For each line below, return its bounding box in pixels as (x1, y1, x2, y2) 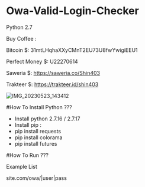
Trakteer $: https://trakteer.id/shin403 (6, 81, 99, 88)
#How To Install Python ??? (6, 103, 72, 110)
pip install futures (14, 140, 57, 147)
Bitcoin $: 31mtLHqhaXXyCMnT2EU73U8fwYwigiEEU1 (6, 46, 138, 54)
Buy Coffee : (6, 35, 37, 42)
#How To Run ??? (6, 152, 49, 159)
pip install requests (14, 127, 61, 134)
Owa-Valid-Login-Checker (6, 4, 139, 18)
